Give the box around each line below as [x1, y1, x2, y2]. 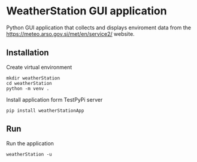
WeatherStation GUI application [6, 4, 167, 18]
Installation [6, 48, 49, 58]
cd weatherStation [6, 80, 52, 86]
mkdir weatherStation [6, 75, 60, 81]
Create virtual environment [6, 63, 72, 71]
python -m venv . [6, 85, 50, 91]
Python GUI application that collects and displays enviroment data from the [6, 24, 192, 31]
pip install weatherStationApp [6, 108, 84, 114]
